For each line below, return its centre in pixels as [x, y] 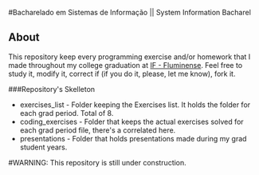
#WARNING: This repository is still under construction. [98, 162]
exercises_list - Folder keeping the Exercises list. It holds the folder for [135, 105]
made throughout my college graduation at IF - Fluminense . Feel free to [126, 65]
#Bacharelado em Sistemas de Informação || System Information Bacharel [129, 12]
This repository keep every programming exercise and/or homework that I [129, 57]
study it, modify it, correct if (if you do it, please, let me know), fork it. [122, 74]
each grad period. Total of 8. [67, 113]
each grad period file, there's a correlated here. [98, 130]
